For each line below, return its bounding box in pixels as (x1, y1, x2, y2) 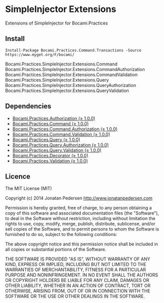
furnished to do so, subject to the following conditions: (5, 231, 117, 237)
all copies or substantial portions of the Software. (5, 246, 106, 252)
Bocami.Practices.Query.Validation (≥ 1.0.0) (12, 147, 102, 153)
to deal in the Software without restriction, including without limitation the (5, 215, 156, 221)
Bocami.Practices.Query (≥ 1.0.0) (12, 136, 81, 142)
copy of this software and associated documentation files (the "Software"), (5, 210, 160, 216)
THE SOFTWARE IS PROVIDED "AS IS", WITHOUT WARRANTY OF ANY (5, 256, 151, 262)
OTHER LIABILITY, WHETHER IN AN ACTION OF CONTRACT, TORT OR (5, 282, 151, 288)
